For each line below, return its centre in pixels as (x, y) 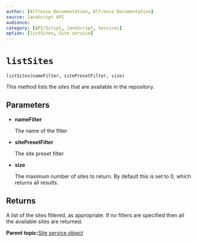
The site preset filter (39, 153)
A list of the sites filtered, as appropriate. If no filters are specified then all (95, 215)
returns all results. (36, 182)
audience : (18, 22)
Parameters (28, 105)
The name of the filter (41, 130)
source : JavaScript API (35, 17)
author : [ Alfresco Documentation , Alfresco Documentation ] (80, 11)
